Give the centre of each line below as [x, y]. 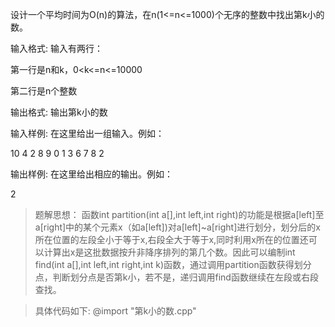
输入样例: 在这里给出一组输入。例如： [87, 133]
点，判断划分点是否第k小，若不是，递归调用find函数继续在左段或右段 [176, 277]
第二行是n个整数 [44, 91]
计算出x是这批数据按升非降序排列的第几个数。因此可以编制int [169, 252]
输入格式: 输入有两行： [56, 48]
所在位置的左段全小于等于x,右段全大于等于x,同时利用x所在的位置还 [171, 239]
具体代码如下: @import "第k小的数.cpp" [115, 311]
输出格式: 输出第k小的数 [59, 112]
